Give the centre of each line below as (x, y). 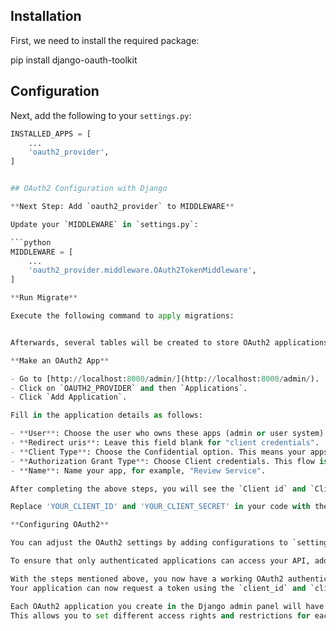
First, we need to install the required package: (105, 40)
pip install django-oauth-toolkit (74, 60)
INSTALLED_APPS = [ (51, 134)
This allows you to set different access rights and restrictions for (160, 615)
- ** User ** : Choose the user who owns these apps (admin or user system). (169, 434)
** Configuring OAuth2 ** (60, 525)
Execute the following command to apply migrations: (122, 316)
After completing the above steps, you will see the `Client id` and (158, 489)
